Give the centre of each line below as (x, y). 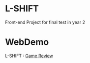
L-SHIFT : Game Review (29, 56)
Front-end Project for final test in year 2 (45, 22)
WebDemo (27, 42)
